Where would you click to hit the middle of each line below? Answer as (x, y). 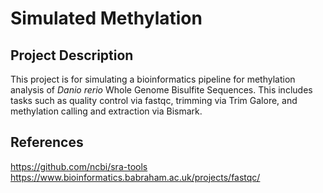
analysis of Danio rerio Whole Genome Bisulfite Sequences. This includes (161, 90)
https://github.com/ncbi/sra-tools (79, 166)
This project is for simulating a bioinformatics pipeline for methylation (153, 79)
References (47, 142)
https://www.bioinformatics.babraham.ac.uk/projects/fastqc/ (135, 177)
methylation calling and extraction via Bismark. (106, 111)
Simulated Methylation (106, 18)
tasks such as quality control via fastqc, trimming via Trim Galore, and (154, 100)
